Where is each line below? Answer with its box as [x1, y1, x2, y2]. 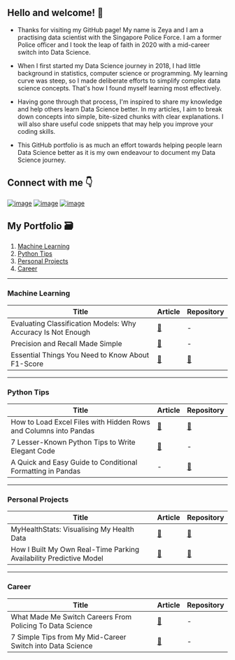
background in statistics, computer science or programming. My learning [17, 69, 228, 77]
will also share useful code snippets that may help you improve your [17, 120, 213, 128]
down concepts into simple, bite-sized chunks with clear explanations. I [17, 112, 224, 121]
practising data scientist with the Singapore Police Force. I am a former [17, 33, 222, 41]
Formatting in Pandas [10, 467, 81, 476]
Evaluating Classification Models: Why [10, 318, 136, 328]
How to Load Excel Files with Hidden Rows [10, 418, 150, 427]
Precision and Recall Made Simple [10, 338, 122, 348]
